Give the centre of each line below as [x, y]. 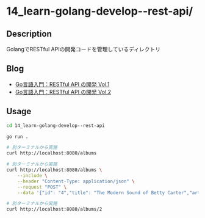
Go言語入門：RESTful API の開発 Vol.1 [62, 84]
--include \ [32, 175]
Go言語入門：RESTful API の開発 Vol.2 [63, 92]
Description [29, 34]
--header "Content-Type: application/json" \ [76, 181]
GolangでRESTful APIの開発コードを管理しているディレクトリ [84, 49]
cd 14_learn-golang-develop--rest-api [56, 125]
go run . [17, 136]
